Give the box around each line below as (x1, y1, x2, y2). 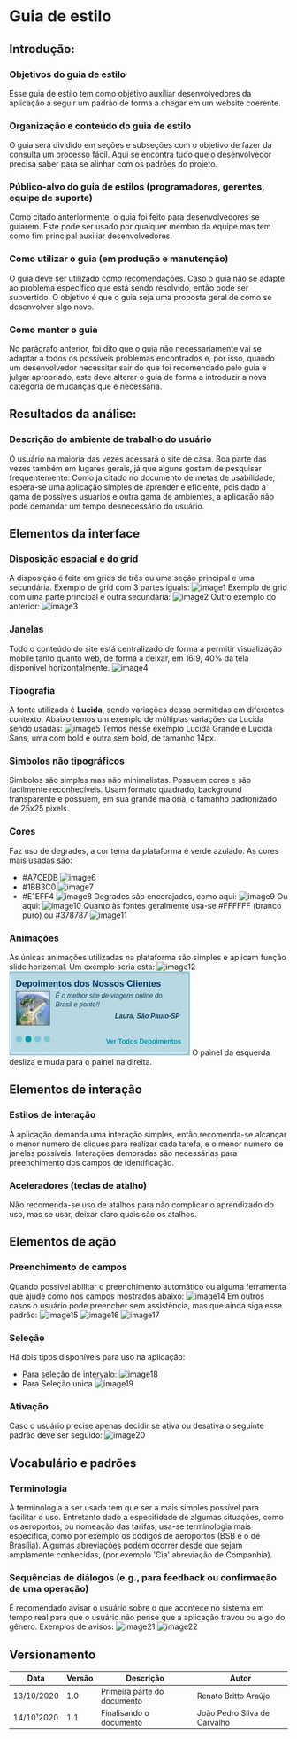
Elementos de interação (9, 1083, 143, 1098)
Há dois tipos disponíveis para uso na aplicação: (9, 1351, 186, 1362)
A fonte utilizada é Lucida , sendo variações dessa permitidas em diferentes (9, 704, 285, 715)
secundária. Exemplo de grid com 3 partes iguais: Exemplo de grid (9, 582, 287, 593)
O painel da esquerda (191, 1047, 270, 1058)
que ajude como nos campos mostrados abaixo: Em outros (9, 1291, 265, 1301)
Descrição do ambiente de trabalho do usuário (9, 433, 212, 446)
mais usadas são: (9, 855, 72, 866)
